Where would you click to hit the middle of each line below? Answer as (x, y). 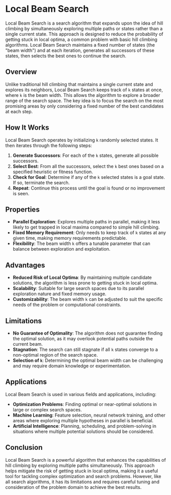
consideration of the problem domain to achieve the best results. (73, 487)
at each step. (19, 111)
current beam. (28, 344)
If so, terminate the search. (41, 182)
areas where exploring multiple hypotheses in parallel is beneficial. (83, 420)
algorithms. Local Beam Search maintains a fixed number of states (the (80, 45)
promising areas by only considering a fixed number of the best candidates (84, 106)
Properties (23, 209)
